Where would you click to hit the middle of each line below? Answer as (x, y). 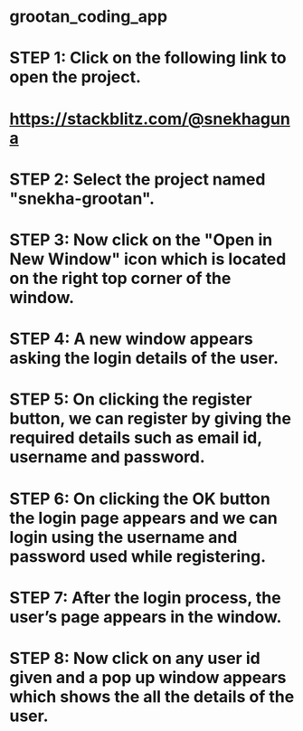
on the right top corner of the (120, 278)
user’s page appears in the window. (146, 617)
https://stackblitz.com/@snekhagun (150, 119)
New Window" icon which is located (148, 259)
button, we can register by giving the (151, 419)
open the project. (76, 77)
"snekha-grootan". (82, 199)
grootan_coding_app (89, 17)
